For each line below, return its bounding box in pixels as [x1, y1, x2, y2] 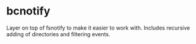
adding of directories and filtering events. [6, 30, 111, 37]
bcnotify [6, 4, 51, 18]
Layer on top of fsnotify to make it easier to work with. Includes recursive [6, 24, 191, 31]
